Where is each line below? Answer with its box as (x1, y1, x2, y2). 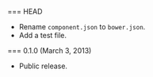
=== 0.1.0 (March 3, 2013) (7, 46, 92, 55)
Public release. (18, 61, 68, 71)
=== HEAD (7, 7, 43, 16)
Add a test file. (18, 31, 67, 40)
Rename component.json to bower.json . (18, 22, 146, 31)
